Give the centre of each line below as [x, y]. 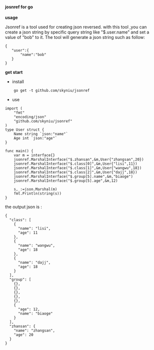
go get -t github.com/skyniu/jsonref [52, 91]
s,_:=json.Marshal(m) [35, 190]
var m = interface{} [34, 156]
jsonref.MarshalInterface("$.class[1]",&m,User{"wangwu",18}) [78, 168]
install [18, 82]
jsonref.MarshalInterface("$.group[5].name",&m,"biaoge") [73, 177]
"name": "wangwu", [36, 245]
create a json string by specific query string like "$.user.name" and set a [77, 32]
